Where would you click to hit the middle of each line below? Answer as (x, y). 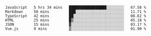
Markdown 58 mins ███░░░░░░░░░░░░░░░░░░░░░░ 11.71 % (76, 12)
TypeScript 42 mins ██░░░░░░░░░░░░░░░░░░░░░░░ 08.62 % (76, 16)
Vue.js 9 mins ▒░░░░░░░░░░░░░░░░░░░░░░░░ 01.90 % (76, 29)
